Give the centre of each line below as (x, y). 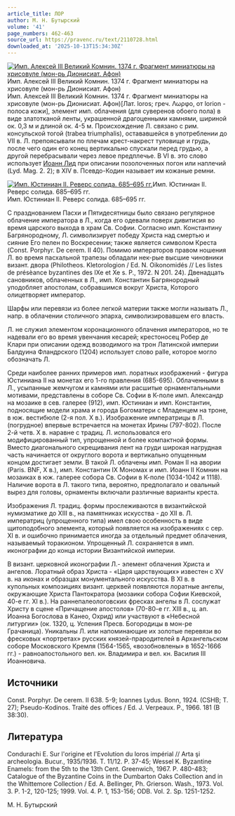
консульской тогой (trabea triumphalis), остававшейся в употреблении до (117, 133)
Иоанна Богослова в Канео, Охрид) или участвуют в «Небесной (103, 616)
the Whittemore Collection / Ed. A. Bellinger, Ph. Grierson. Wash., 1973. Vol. (116, 784)
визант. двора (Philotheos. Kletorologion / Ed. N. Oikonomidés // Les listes (115, 265)
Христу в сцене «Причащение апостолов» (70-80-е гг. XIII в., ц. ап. (108, 609)
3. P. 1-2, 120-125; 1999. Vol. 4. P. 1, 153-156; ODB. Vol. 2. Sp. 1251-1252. (112, 791)
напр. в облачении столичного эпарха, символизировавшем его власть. (116, 316)
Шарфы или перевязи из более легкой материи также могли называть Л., (118, 308)
